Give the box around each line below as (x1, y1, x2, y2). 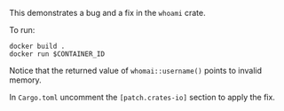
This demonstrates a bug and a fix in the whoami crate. (9, 8, 206, 18)
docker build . (9, 42, 66, 51)
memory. (9, 75, 42, 85)
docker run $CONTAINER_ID (9, 50, 105, 59)
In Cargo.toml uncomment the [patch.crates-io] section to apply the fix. (9, 92, 275, 102)
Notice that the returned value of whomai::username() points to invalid (9, 66, 263, 75)
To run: (9, 25, 35, 35)
